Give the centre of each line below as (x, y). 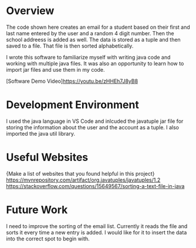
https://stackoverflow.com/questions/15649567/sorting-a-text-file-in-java (95, 186)
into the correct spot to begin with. (48, 239)
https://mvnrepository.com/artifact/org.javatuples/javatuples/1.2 (83, 180)
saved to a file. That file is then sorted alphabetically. (70, 46)
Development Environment (72, 105)
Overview (30, 11)
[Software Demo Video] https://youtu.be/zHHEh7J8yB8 (72, 81)
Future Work (37, 210)
